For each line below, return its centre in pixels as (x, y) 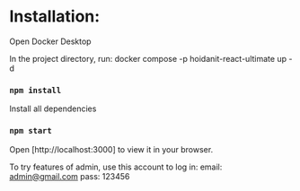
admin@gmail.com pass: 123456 (70, 176)
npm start (31, 131)
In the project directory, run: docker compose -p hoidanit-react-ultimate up (148, 58)
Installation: (55, 17)
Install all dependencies (53, 109)
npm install (35, 90)
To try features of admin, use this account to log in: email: (116, 167)
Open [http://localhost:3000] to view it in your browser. (111, 149)
